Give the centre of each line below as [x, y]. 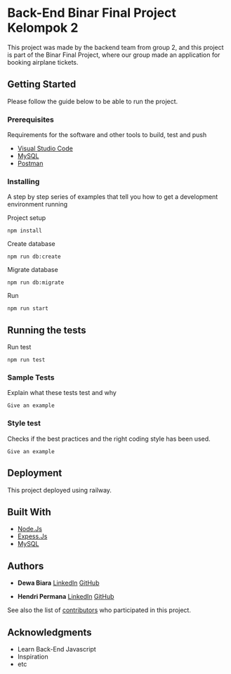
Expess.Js [32, 536]
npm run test [26, 360]
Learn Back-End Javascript [57, 649]
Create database [32, 244]
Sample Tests [31, 377]
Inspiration [33, 656]
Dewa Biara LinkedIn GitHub [58, 583]
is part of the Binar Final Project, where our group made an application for [114, 55]
